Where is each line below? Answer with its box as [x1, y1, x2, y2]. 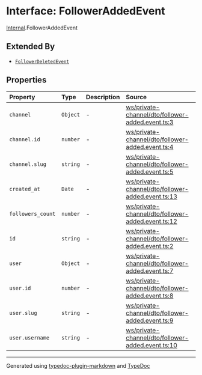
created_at [9, 185, 40, 192]
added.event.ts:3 [126, 118, 174, 126]
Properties [6, 75, 47, 85]
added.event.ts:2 [126, 242, 174, 250]
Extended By [6, 41, 55, 52]
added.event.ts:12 [126, 217, 177, 225]
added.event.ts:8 [126, 291, 174, 300]
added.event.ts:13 [126, 192, 177, 201]
